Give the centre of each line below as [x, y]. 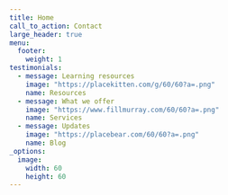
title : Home [32, 18]
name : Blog [46, 143]
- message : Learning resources [76, 76]
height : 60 [46, 176]
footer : [32, 51]
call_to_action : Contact [56, 26]
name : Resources [56, 93]
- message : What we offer [66, 101]
